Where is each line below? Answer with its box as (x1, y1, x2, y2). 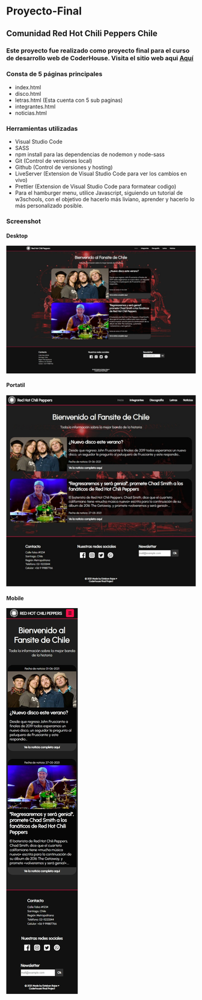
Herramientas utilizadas (6, 124, 78, 133)
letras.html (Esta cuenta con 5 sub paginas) (14, 96, 123, 104)
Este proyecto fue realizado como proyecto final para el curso (6, 46, 190, 55)
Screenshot (6, 217, 41, 225)
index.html (14, 83, 41, 91)
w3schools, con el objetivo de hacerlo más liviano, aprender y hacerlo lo (14, 196, 195, 203)
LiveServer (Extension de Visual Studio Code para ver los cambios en (14, 170, 188, 177)
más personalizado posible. (14, 202, 84, 209)
